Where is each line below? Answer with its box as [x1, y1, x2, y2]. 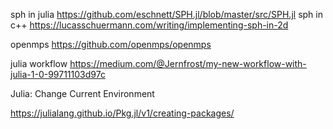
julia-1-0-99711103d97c [10, 69, 106, 80]
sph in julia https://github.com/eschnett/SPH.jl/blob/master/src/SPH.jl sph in [10, 9, 323, 20]
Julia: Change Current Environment [10, 88, 155, 99]
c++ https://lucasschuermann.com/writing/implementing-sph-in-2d [10, 19, 289, 31]
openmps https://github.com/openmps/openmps [10, 39, 212, 50]
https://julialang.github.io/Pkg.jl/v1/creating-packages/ [10, 107, 235, 119]
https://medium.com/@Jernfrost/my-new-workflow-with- [69, 58, 307, 69]
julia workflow [10, 58, 68, 69]
